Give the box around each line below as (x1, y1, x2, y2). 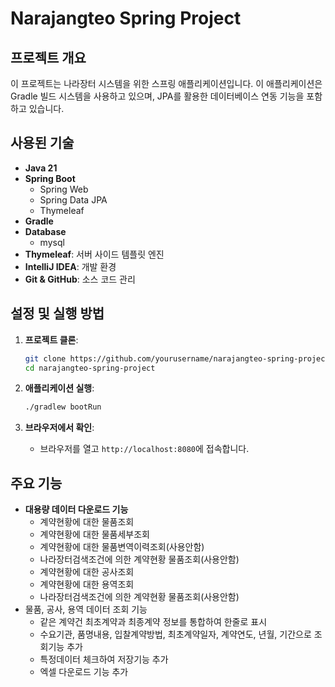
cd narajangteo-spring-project (24, 363, 156, 373)
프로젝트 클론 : (24, 333, 79, 346)
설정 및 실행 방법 (10, 305, 105, 322)
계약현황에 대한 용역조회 (39, 578, 135, 591)
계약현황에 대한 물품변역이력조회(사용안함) (39, 541, 205, 553)
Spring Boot (24, 172, 76, 184)
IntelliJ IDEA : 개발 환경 (24, 260, 117, 272)
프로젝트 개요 (10, 49, 87, 66)
